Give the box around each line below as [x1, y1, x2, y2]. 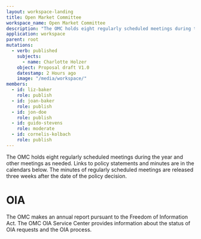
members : [6, 81, 28, 87]
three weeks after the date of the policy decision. [6, 172, 127, 180]
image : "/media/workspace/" [17, 75, 87, 81]
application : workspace [6, 31, 66, 37]
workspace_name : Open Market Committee [6, 20, 106, 26]
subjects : [17, 53, 42, 59]
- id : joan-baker [11, 98, 55, 104]
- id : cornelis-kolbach [11, 131, 71, 138]
